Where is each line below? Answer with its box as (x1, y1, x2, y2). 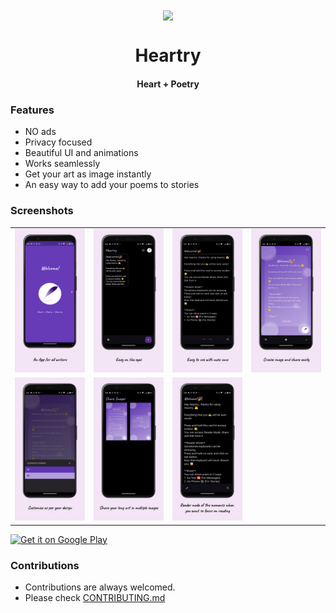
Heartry (134, 44, 202, 67)
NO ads (24, 126, 57, 138)
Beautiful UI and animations (24, 147, 139, 159)
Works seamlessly (24, 158, 101, 170)
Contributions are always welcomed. (24, 581, 176, 593)
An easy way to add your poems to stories (24, 179, 200, 191)
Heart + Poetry (136, 78, 200, 90)
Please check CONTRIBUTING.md (24, 592, 166, 604)
